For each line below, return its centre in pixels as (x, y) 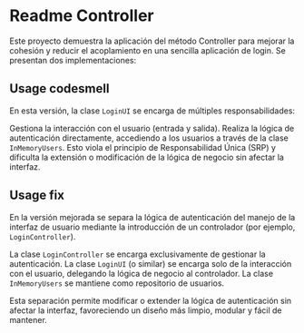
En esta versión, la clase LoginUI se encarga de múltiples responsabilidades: (152, 111)
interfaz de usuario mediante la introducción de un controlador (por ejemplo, (152, 227)
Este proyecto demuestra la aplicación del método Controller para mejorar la (152, 41)
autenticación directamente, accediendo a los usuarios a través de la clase (149, 138)
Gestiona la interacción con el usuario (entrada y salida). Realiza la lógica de (152, 128)
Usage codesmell (59, 88)
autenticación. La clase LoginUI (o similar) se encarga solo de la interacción (151, 263)
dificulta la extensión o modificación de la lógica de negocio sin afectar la (147, 157)
